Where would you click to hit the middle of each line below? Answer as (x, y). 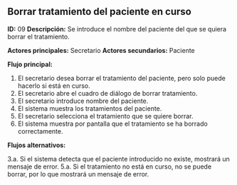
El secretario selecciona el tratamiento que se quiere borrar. (105, 116)
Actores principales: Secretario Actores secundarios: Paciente (101, 50)
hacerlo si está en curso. (54, 86)
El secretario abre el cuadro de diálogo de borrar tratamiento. (107, 93)
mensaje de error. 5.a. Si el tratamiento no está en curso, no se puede (110, 166)
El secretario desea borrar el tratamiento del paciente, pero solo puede (121, 78)
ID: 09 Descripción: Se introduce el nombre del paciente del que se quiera (117, 29)
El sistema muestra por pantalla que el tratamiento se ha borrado (112, 124)
